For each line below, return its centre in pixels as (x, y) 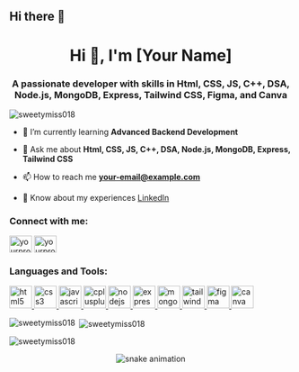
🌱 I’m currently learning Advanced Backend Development (130, 132)
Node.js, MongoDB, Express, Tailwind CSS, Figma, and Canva (151, 95)
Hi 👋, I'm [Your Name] (151, 55)
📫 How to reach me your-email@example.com (111, 177)
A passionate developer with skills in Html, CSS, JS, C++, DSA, (151, 84)
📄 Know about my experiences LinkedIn (96, 197)
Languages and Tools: (58, 271)
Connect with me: (49, 221)
